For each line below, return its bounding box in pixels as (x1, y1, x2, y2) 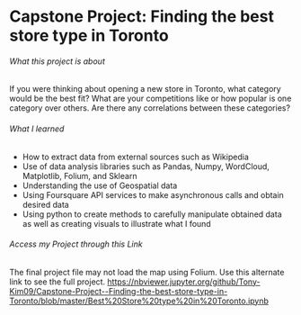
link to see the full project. (9, 276, 106, 287)
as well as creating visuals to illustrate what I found (22, 218, 211, 229)
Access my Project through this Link (9, 238, 143, 249)
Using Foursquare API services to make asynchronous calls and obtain (22, 189, 285, 200)
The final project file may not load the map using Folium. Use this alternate (9, 266, 285, 277)
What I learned (9, 123, 65, 134)
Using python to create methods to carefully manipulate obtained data (22, 209, 282, 220)
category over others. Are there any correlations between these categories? (9, 103, 290, 113)
